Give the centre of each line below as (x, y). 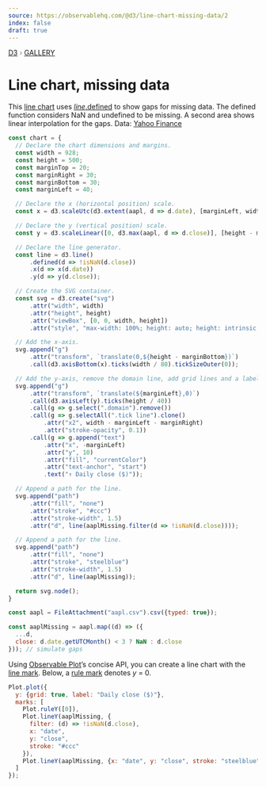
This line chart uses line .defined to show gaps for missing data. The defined (132, 107)
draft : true (28, 30)
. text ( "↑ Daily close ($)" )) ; (93, 475)
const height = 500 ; (49, 160)
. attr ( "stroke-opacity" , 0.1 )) (95, 430)
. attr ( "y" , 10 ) (68, 453)
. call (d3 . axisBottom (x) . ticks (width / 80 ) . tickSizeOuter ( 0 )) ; (134, 365)
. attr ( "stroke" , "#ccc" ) (70, 511)
